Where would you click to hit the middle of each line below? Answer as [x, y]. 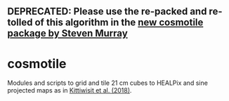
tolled [20, 23]
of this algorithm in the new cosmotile [119, 23]
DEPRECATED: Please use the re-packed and [107, 12]
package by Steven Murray [67, 33]
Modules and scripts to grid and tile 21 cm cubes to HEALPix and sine [108, 83]
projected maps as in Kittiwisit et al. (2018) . [70, 90]
